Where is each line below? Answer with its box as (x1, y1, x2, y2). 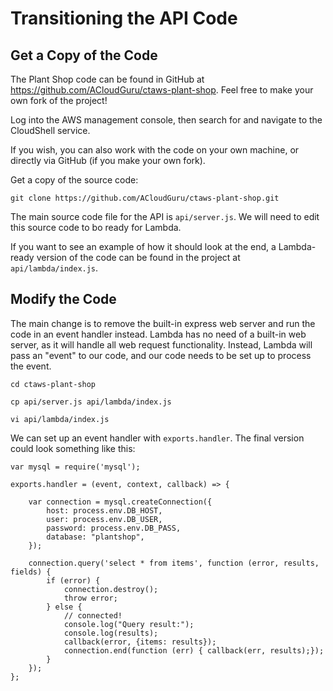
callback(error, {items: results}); (63, 637, 217, 647)
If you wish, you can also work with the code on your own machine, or (10, 144, 300, 156)
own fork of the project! (10, 95, 108, 106)
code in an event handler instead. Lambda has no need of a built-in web (10, 328, 307, 340)
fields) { (10, 567, 52, 577)
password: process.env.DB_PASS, (46, 523, 182, 533)
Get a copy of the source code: (10, 174, 139, 186)
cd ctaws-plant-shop (10, 379, 97, 389)
